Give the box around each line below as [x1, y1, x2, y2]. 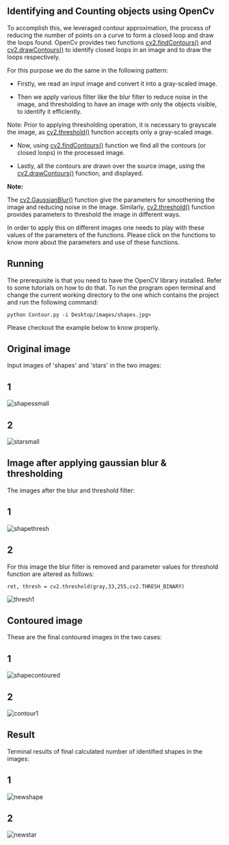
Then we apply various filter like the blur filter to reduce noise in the [16, 93, 208, 101]
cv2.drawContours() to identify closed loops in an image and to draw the [7, 45, 212, 53]
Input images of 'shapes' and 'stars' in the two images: [7, 361, 162, 370]
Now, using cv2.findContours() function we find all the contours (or [16, 141, 206, 150]
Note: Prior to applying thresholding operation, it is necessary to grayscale [7, 120, 217, 129]
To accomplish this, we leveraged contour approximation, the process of [7, 23, 211, 32]
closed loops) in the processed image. [16, 148, 125, 156]
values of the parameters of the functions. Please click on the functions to [7, 230, 216, 239]
